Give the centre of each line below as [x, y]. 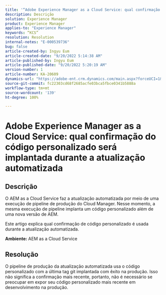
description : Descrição [30, 14]
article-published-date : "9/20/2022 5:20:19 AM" [56, 65]
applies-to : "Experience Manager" [41, 28]
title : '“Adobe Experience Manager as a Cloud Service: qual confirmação [83, 10]
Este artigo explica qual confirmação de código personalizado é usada [77, 224]
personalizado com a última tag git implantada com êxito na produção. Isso [82, 272]
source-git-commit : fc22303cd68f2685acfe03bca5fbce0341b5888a [70, 83]
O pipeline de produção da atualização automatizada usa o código [73, 266]
